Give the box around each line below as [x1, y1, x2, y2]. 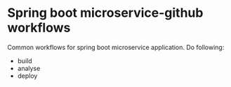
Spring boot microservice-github [7, 5, 204, 21]
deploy [17, 72, 38, 80]
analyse [17, 64, 41, 72]
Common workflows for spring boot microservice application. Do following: [7, 43, 225, 51]
